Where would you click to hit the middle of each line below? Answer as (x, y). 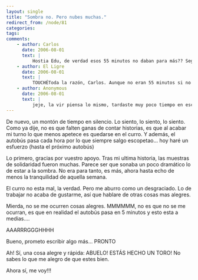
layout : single (25, 11)
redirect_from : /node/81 (37, 22)
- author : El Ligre (41, 66)
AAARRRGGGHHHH (30, 230)
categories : (21, 28)
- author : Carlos (38, 45)
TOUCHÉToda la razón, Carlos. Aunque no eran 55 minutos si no (112, 83)
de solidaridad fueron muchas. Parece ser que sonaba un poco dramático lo (98, 164)
